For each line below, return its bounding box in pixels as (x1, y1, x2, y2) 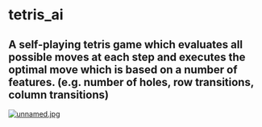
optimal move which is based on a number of (8, 63, 238, 76)
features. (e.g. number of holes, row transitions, (8, 75, 254, 89)
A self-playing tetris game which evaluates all (8, 38, 243, 51)
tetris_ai (8, 6, 64, 24)
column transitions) (8, 88, 109, 101)
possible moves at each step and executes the (8, 50, 246, 63)
